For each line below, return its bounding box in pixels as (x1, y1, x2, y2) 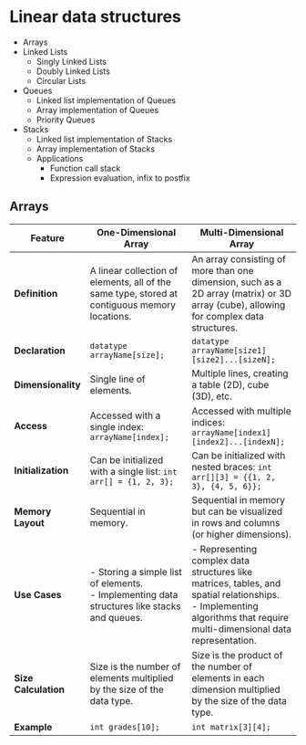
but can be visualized (190, 505, 283, 518)
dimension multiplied (190, 683, 280, 696)
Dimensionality (14, 378, 81, 391)
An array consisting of (190, 253, 287, 266)
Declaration (14, 344, 66, 357)
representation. (190, 634, 257, 646)
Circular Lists (36, 75, 87, 86)
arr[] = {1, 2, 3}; (89, 477, 175, 487)
